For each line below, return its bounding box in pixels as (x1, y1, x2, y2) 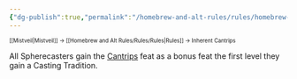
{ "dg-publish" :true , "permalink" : (9, 12, 133, 22)
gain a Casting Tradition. (9, 60, 99, 70)
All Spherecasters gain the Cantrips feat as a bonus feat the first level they (9, 50, 280, 61)
